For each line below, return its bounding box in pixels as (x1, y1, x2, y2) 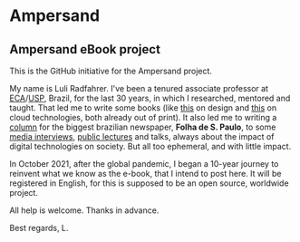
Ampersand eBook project (9, 42, 161, 57)
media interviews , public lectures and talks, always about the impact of (9, 131, 275, 141)
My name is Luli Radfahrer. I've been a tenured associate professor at (9, 83, 269, 93)
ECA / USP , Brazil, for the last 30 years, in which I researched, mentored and (9, 92, 291, 103)
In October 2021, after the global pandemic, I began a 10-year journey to (9, 159, 279, 169)
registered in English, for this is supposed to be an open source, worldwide (9, 178, 289, 189)
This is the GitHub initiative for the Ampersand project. (9, 65, 213, 76)
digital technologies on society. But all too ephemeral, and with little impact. (9, 141, 292, 151)
